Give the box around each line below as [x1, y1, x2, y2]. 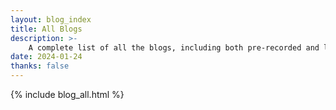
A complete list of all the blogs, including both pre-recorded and [28, 42, 320, 53]
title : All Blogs [10, 24, 83, 34]
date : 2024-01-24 [10, 52, 83, 62]
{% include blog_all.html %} [10, 89, 125, 100]
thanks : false [10, 61, 70, 71]
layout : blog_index [10, 14, 92, 25]
